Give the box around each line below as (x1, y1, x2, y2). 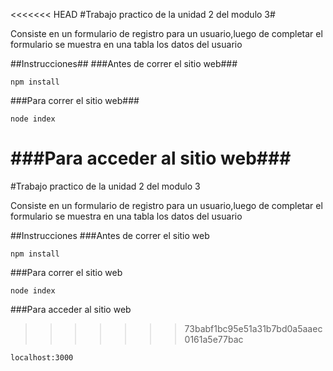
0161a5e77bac (184, 333, 244, 345)
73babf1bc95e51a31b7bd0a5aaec (184, 322, 323, 334)
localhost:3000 (10, 352, 74, 363)
